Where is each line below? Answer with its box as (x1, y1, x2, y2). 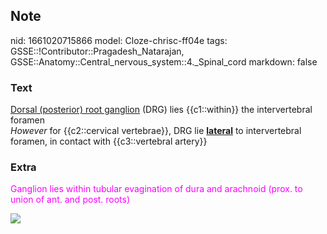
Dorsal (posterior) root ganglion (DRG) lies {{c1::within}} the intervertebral (10, 104, 313, 116)
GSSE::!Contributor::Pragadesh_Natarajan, (10, 45, 185, 57)
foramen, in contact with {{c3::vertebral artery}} (10, 135, 208, 148)
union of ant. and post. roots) (10, 194, 131, 206)
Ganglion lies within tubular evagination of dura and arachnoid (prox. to (10, 183, 303, 195)
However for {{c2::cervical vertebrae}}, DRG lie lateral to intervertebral (10, 125, 302, 137)
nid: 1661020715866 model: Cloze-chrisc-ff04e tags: (10, 34, 228, 46)
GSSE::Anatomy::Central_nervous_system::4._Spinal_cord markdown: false (10, 55, 318, 68)
